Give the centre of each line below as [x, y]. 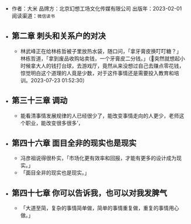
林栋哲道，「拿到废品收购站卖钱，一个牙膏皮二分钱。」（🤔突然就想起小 [103, 58]
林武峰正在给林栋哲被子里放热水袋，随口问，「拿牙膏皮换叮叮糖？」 [101, 51]
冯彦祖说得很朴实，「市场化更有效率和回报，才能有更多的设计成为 [98, 158]
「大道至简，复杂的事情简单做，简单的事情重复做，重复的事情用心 [100, 208]
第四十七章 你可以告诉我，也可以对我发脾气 [89, 193]
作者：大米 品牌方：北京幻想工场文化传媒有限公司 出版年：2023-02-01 [97, 8]
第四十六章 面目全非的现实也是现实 [74, 143]
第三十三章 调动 [39, 101]
